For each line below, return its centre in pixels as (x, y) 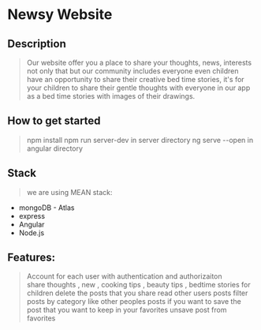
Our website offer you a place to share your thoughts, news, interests (139, 62)
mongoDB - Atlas (47, 208)
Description (37, 44)
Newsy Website (60, 15)
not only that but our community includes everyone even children (132, 71)
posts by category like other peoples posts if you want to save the (134, 302)
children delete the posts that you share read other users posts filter (137, 293)
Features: (32, 258)
